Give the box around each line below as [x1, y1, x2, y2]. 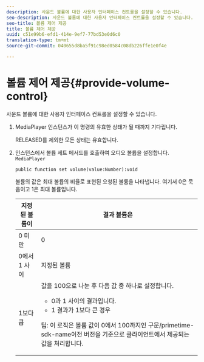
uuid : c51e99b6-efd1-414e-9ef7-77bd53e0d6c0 [6, 32, 121, 38]
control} [6, 89, 49, 103]
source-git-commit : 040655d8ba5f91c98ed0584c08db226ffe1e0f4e [6, 43, 167, 49]
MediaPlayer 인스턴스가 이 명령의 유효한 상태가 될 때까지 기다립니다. [15, 123, 178, 131]
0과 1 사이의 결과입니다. [51, 296, 117, 305]
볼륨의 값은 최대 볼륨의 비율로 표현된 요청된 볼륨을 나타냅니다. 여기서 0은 [15, 177, 187, 185]
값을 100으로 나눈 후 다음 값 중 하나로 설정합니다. [41, 281, 174, 290]
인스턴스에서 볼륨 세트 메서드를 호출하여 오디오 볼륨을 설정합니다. [15, 149, 169, 156]
